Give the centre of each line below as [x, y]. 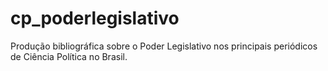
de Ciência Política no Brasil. [69, 56]
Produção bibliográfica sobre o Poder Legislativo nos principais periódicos [164, 46]
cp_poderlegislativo [95, 18]
